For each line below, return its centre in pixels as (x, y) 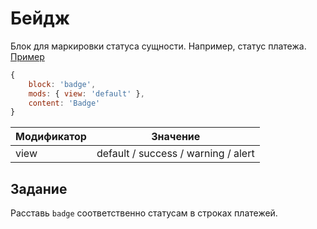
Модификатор (51, 137)
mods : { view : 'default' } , (86, 93)
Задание (39, 188)
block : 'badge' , (62, 84)
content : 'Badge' (64, 103)
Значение (176, 137)
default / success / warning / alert (175, 154)
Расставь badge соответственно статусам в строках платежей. (144, 213)
